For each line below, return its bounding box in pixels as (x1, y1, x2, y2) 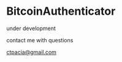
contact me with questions (6, 36, 74, 44)
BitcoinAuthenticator (6, 4, 116, 18)
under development (6, 25, 56, 32)
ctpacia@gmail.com (6, 48, 57, 56)
